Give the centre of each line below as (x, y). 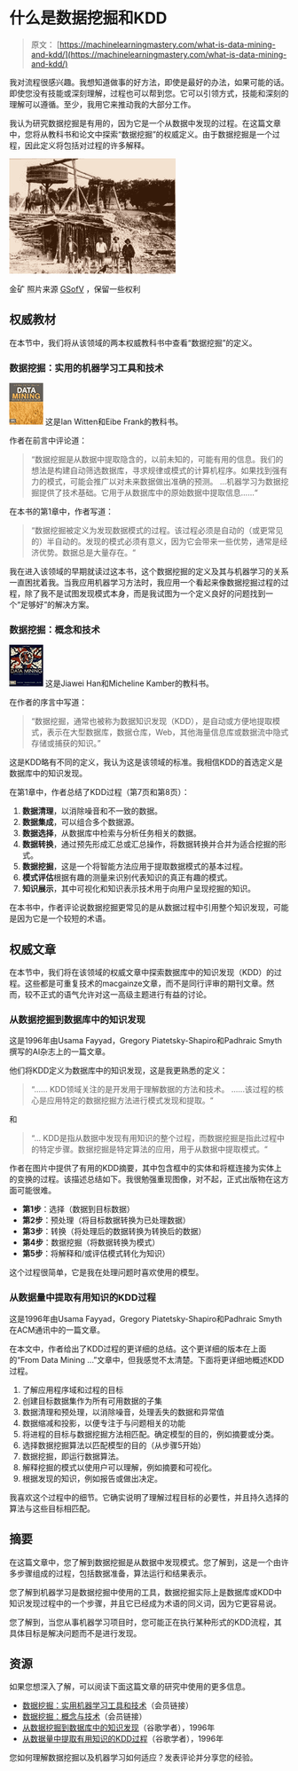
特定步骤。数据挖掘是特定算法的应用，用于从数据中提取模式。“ (153, 1149)
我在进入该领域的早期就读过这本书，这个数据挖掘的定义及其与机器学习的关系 (149, 571)
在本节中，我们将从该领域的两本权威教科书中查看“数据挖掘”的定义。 (133, 342)
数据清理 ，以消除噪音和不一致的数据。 (92, 811)
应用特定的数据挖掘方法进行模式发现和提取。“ (130, 1100)
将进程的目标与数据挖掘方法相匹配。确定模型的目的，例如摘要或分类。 (150, 1434)
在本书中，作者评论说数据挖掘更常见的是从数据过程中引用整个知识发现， (141, 908)
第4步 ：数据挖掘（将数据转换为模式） (91, 1242)
